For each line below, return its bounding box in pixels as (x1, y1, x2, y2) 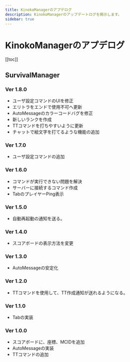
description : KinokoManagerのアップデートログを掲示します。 (5, 12, 122, 17)
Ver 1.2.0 (5, 278, 27, 285)
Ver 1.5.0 (5, 203, 27, 210)
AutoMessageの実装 (12, 345, 54, 352)
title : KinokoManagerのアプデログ (5, 7, 72, 12)
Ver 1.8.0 (5, 86, 27, 93)
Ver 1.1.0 (5, 302, 26, 309)
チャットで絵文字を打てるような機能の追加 (12, 129, 100, 135)
